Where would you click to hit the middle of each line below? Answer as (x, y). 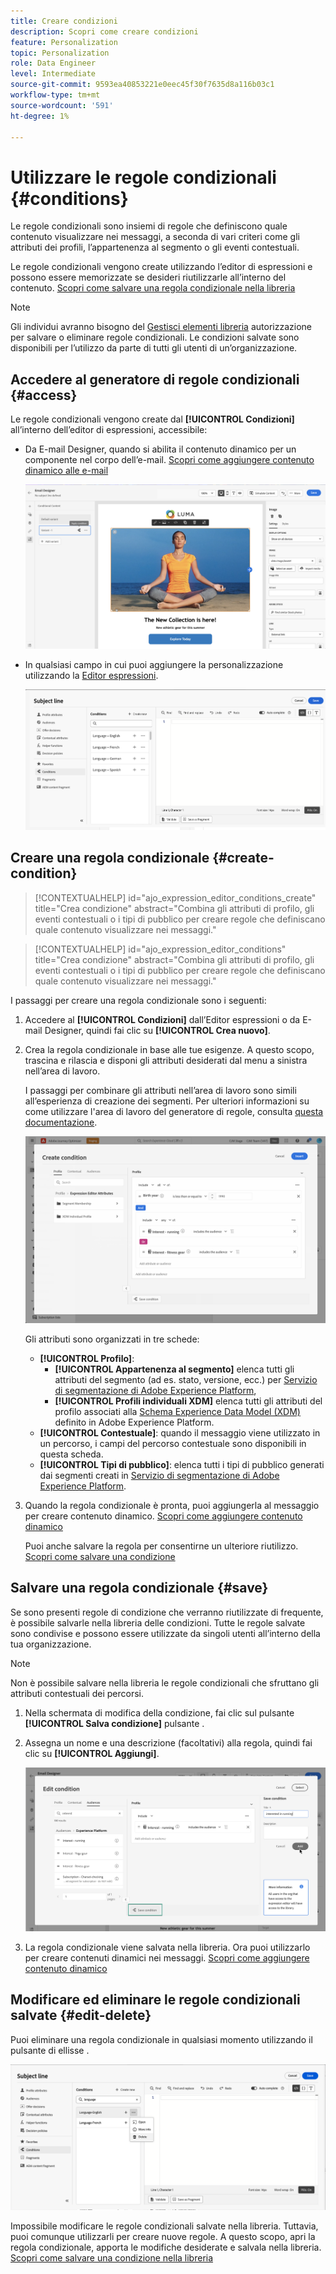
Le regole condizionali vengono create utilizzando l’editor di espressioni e (161, 267)
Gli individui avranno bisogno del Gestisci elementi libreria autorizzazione (161, 327)
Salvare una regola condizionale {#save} (139, 1588)
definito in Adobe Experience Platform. (134, 1422)
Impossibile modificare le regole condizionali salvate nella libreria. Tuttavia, (164, 2226)
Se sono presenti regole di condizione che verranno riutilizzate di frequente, (167, 1612)
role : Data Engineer (53, 63)
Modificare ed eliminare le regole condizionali (155, 2000)
